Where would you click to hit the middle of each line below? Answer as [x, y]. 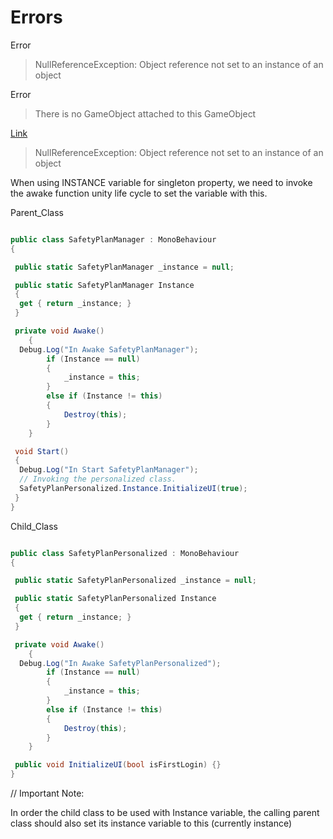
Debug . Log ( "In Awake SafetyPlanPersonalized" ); [120, 663]
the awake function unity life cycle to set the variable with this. [139, 193]
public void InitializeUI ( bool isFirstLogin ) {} [118, 765]
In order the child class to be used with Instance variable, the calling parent [165, 813]
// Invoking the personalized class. [98, 479]
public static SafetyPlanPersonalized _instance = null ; [135, 581]
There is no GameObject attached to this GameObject [145, 113]
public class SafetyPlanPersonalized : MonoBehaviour [125, 553]
